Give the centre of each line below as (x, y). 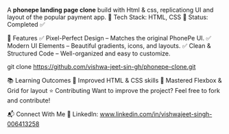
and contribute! (29, 100)
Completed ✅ (26, 24)
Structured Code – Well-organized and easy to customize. (89, 53)
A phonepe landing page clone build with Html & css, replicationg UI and (110, 10)
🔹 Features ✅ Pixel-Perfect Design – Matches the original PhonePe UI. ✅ (109, 38)
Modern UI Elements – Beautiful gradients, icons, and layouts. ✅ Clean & (109, 46)
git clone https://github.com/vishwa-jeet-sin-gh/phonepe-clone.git (101, 67)
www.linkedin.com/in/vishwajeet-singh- (156, 114)
